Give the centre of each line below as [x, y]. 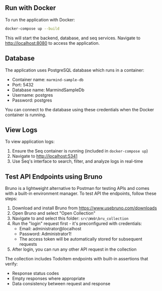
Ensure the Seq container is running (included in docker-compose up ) [80, 151]
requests [28, 244]
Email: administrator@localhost [50, 229]
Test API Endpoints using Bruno [54, 177]
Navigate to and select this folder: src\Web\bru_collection [70, 219]
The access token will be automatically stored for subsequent [81, 239]
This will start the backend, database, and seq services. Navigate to [73, 38]
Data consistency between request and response [61, 284]
